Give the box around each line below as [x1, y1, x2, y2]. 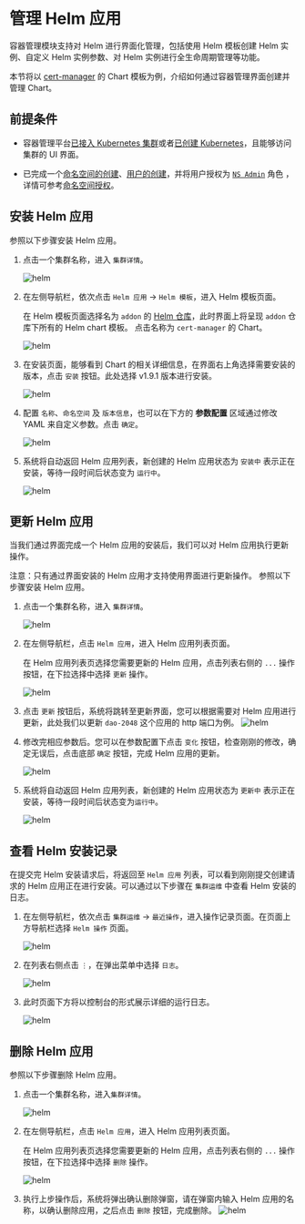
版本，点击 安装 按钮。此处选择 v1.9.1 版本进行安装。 [22, 370, 217, 381]
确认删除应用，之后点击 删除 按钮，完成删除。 [46, 1205, 217, 1216]
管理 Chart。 [9, 82, 57, 93]
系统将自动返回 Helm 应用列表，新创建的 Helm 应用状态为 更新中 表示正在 [22, 785, 296, 796]
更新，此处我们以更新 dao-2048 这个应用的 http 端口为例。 [22, 717, 239, 729]
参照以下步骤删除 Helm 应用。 [9, 1069, 122, 1080]
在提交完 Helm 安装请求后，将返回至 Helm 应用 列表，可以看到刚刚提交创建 [9, 869, 288, 880]
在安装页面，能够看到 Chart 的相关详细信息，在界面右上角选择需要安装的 [22, 359, 296, 370]
